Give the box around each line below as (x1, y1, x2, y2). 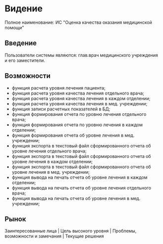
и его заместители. (4, 57, 46, 63)
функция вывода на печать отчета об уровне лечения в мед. (11, 195, 141, 201)
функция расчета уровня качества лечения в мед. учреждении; (11, 100, 148, 106)
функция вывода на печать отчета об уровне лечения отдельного (11, 185, 152, 191)
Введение (4, 39, 37, 48)
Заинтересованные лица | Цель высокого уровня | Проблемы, (4, 228, 137, 234)
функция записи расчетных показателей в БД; (11, 106, 110, 112)
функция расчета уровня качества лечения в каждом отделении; (11, 95, 151, 101)
